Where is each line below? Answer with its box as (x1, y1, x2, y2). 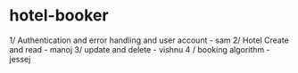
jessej (9, 53, 31, 64)
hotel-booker (9, 5, 109, 26)
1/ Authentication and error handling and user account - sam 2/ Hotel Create (9, 35, 290, 45)
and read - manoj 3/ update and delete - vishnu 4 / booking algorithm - (9, 44, 270, 54)
